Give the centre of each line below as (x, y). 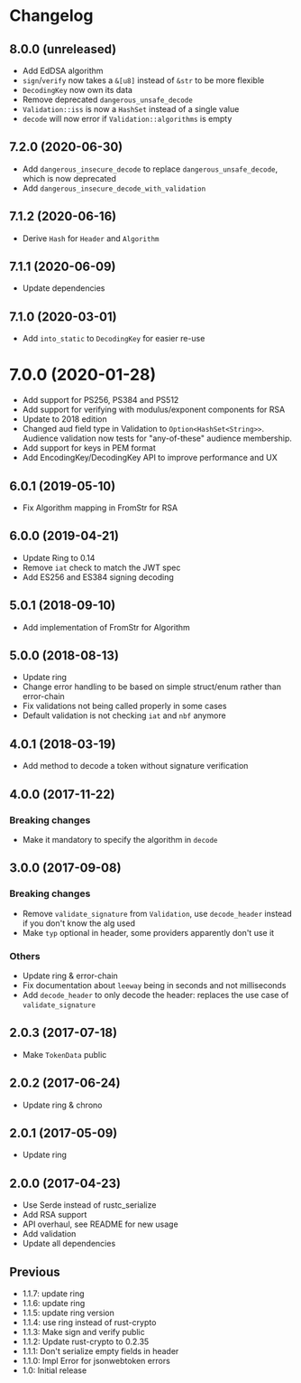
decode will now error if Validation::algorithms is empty (127, 119)
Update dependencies (64, 288)
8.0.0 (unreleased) (63, 49)
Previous (35, 1271)
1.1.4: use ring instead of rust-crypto (89, 1322)
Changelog (51, 16)
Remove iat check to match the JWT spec (101, 567)
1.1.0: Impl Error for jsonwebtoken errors (96, 1360)
